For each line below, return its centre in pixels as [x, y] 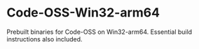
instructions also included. [44, 39]
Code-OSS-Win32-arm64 [83, 13]
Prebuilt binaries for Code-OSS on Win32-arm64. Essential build [99, 32]
